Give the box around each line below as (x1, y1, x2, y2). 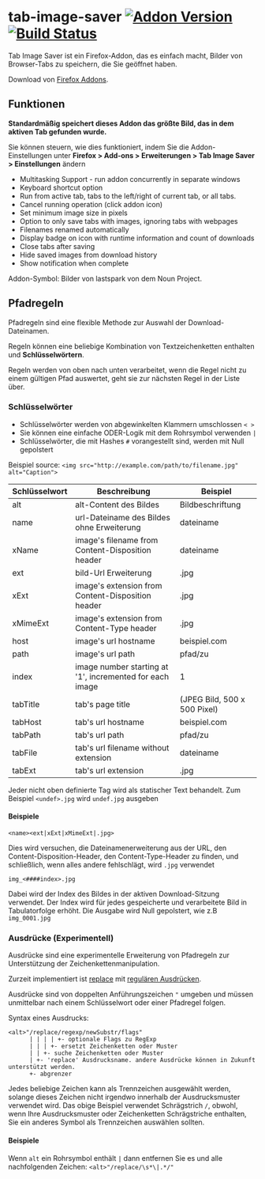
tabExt (12, 765, 36, 776)
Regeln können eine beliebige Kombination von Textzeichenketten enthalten (8, 341, 255, 351)
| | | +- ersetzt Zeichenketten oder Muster (28, 1042, 178, 1051)
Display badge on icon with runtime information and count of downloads (19, 233, 255, 243)
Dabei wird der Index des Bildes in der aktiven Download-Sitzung (8, 890, 220, 899)
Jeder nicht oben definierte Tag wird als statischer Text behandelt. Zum (8, 785, 241, 795)
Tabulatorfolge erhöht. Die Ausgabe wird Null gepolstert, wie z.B (8, 906, 218, 916)
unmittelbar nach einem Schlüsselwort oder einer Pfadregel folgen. (8, 998, 226, 1007)
